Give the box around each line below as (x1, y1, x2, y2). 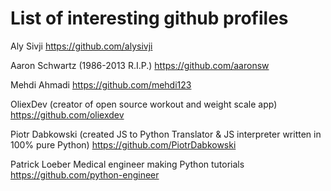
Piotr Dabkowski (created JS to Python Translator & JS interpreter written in (10, 128, 322, 140)
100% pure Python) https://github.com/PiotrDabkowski (10, 138, 237, 151)
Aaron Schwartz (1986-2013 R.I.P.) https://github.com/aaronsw (10, 59, 270, 71)
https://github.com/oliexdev (10, 108, 125, 121)
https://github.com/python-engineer (10, 168, 160, 181)
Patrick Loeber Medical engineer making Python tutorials (10, 158, 245, 170)
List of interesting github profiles (10, 7, 289, 30)
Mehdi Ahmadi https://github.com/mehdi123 (10, 78, 192, 91)
